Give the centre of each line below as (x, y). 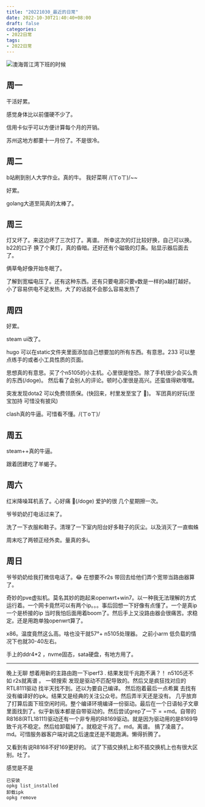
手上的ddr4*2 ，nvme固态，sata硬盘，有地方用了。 (72, 654)
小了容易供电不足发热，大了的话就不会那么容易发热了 (73, 289)
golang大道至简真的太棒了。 (42, 203)
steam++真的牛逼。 (31, 451)
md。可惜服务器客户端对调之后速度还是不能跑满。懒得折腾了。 (85, 734)
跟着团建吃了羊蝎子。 (33, 464)
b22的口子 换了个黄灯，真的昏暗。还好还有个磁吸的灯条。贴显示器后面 (95, 248)
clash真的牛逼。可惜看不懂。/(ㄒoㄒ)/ (53, 414)
